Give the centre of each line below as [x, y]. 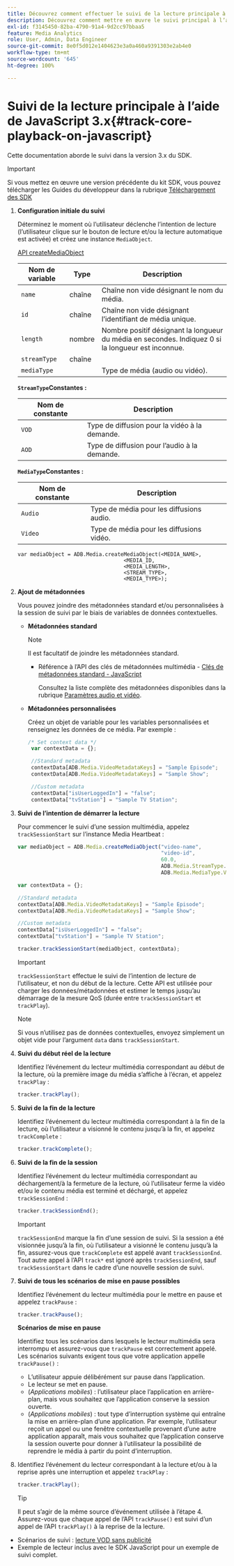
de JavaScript [48, 121]
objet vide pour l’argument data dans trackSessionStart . [98, 1039]
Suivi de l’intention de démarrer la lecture [78, 813]
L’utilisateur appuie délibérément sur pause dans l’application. [116, 1377]
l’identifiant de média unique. [149, 319]
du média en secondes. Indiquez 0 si [161, 339]
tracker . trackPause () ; [50, 1315]
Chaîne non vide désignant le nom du [162, 290]
